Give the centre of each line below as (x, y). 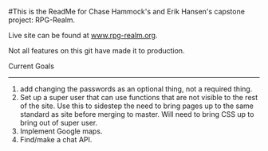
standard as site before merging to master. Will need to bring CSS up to (137, 114)
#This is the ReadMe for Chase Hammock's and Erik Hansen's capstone (127, 12)
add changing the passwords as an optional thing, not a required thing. (136, 89)
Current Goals (31, 66)
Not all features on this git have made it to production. (97, 50)
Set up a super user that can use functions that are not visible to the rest (139, 97)
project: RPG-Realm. (42, 20)
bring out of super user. (59, 123)
